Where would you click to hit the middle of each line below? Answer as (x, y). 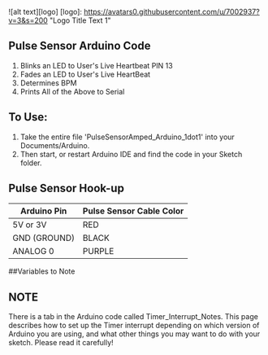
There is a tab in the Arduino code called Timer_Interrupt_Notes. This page (133, 317)
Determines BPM (48, 83)
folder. (31, 163)
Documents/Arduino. (55, 145)
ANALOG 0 (33, 252)
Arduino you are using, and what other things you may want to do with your (134, 334)
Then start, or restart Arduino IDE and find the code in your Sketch (131, 154)
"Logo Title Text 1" (80, 20)
